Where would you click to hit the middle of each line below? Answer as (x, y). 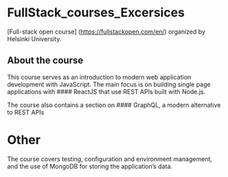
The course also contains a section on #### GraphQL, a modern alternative (114, 105)
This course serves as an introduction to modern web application (99, 77)
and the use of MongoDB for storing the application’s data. (90, 166)
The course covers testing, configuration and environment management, (110, 158)
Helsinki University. (34, 38)
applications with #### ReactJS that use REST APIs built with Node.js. (106, 91)
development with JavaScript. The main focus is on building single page (109, 84)
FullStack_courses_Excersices (96, 13)
